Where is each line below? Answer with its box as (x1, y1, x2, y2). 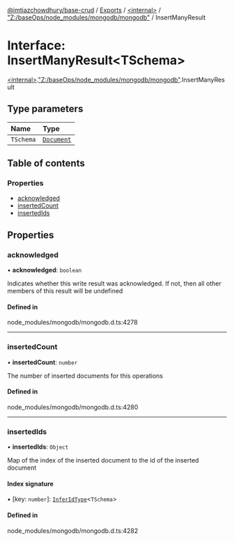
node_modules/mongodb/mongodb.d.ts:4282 (7, 526, 139, 535)
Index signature (7, 479, 54, 488)
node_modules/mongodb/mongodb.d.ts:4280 (7, 403, 139, 411)
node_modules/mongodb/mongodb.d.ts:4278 (7, 318, 138, 327)
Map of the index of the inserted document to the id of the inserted (7, 456, 199, 465)
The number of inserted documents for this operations (7, 371, 164, 380)
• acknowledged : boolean (7, 266, 82, 274)
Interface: (7, 38, 66, 54)
